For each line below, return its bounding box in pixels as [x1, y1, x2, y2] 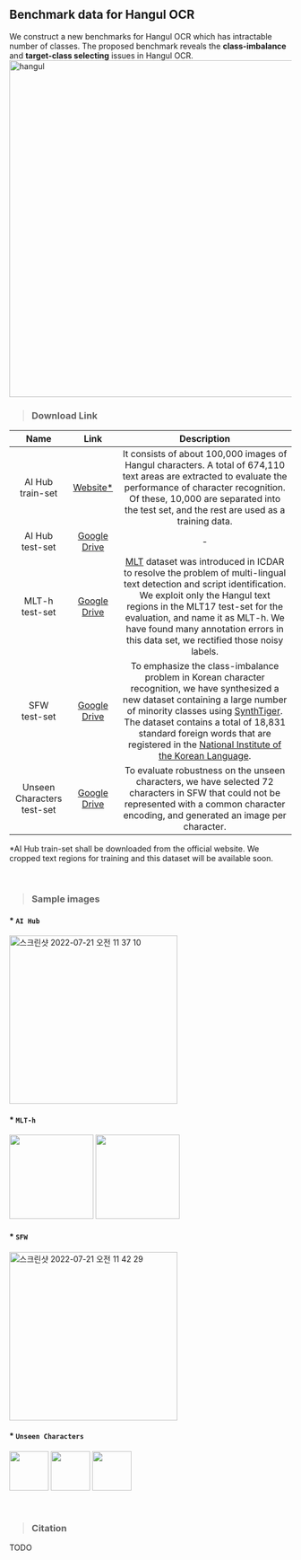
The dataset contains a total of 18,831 [124, 716, 287, 728]
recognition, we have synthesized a [130, 683, 279, 695]
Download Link [30, 409, 99, 421]
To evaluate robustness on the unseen [124, 764, 286, 777]
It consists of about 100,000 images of [122, 448, 288, 461]
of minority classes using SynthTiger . [126, 705, 283, 718]
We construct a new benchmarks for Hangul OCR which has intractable [9, 31, 272, 41]
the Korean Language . [158, 750, 252, 762]
